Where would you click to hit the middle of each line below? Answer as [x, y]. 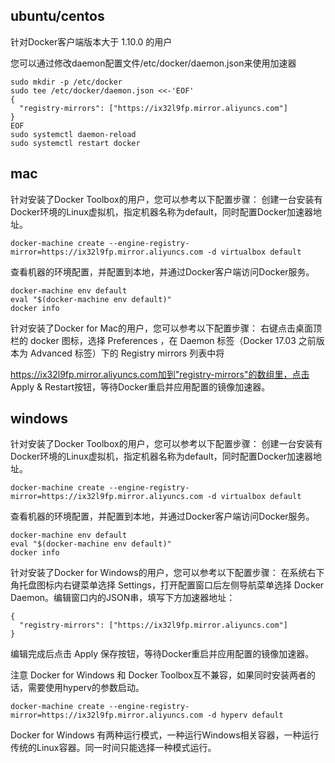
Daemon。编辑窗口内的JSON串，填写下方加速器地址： [123, 598]
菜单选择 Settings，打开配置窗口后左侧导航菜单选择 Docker [202, 585]
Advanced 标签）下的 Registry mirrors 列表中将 [127, 353]
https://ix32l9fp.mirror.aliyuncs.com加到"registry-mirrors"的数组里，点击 [160, 374]
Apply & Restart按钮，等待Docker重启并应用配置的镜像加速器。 [140, 386]
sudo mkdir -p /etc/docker [66, 82]
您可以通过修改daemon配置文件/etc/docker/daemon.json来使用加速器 [153, 63]
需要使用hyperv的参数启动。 [86, 688]
